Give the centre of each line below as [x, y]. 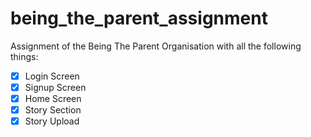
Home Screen [53, 99]
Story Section [53, 110]
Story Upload [52, 121]
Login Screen [52, 76]
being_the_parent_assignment [139, 18]
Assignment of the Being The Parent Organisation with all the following [156, 46]
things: [24, 56]
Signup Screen [55, 87]
